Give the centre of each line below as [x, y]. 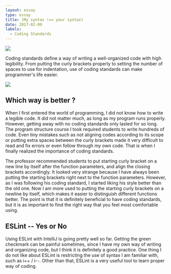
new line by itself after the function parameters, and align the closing [78, 166]
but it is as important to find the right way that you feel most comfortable [82, 205]
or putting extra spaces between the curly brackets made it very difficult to [84, 140]
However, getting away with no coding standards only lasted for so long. [82, 123]
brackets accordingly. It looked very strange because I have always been [82, 172]
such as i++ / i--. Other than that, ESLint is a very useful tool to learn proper [85, 261]
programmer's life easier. [32, 75]
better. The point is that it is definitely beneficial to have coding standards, [83, 199]
